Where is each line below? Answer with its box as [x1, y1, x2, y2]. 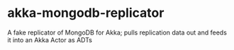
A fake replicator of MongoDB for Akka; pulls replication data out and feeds [7, 28, 227, 37]
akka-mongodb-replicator [7, 5, 165, 21]
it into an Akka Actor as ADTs [7, 35, 92, 44]
